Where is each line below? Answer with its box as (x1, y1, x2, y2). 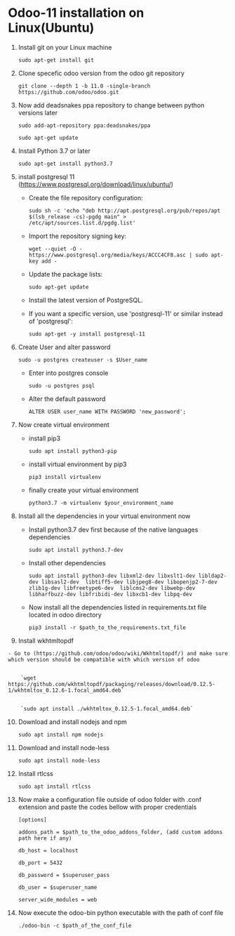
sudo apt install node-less (18, 757, 100, 764)
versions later (18, 108, 58, 117)
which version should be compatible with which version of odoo (8, 656, 200, 663)
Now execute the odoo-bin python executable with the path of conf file (18, 908, 224, 917)
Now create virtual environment (18, 420, 109, 429)
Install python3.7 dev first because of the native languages (28, 525, 199, 534)
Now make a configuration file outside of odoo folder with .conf (18, 795, 202, 803)
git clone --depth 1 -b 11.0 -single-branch (18, 82, 151, 89)
